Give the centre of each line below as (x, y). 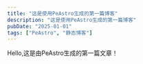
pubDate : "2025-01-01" (40, 26)
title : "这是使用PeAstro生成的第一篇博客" (63, 13)
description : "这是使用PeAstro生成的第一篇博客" (72, 20)
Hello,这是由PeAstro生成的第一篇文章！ (63, 53)
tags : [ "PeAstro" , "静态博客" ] (50, 33)
